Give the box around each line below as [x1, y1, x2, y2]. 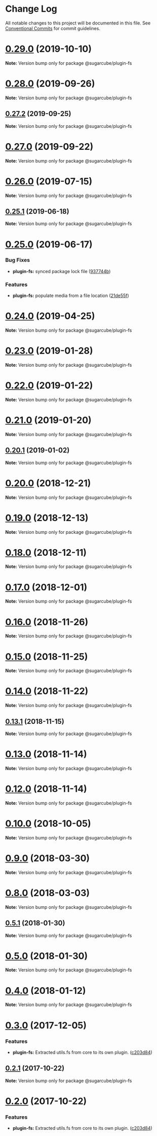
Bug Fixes [5, 257, 30, 264]
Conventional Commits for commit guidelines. [5, 25, 100, 31]
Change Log [5, 3, 57, 15]
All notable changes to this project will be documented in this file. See [5, 20, 151, 26]
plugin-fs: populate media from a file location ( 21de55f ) [12, 292, 129, 299]
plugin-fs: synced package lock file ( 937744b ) [12, 268, 111, 274]
